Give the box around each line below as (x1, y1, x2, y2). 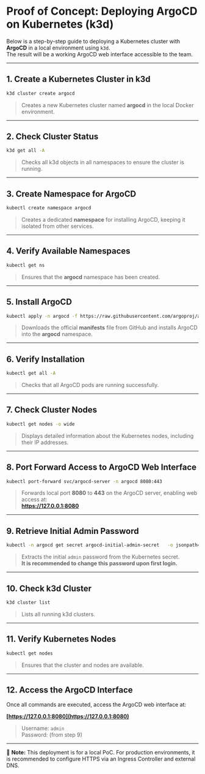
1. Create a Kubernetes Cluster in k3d (6, 74, 151, 85)
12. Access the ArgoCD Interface (6, 685, 133, 695)
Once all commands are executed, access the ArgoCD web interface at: (6, 701, 187, 708)
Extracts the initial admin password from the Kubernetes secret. (21, 553, 180, 561)
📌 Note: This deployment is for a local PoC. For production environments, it (6, 749, 195, 756)
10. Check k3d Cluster (6, 583, 92, 593)
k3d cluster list (6, 599, 51, 606)
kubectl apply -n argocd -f (6, 313, 78, 319)
